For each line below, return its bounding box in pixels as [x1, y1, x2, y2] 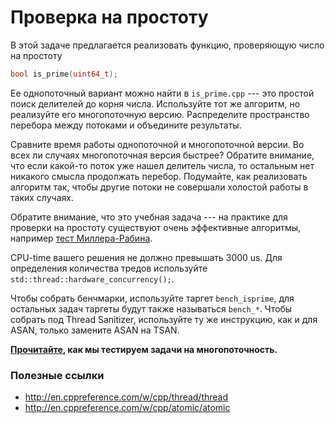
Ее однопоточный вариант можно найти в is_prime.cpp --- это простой [10, 87, 315, 99]
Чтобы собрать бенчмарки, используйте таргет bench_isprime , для [10, 292, 295, 304]
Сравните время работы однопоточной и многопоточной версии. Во [10, 138, 305, 150]
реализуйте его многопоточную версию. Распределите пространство [10, 108, 310, 120]
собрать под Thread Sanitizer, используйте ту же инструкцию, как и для [10, 313, 318, 325]
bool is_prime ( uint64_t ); [10, 69, 118, 79]
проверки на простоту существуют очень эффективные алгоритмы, [10, 221, 302, 233]
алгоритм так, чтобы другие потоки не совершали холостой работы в [10, 181, 309, 193]
